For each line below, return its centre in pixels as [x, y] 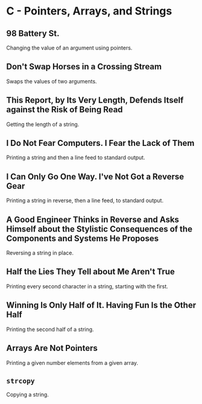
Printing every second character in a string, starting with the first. [87, 286]
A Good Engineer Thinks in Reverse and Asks [93, 219]
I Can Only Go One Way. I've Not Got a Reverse [95, 176]
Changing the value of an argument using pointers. [69, 48]
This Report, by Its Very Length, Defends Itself [95, 100]
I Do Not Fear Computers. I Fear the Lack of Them [100, 143]
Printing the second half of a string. [50, 329]
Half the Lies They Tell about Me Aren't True [90, 272]
